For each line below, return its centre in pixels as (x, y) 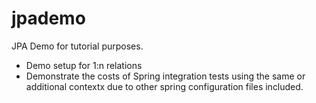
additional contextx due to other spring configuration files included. (164, 86)
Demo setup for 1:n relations (84, 65)
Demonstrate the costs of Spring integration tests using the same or (165, 76)
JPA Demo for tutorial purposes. (77, 46)
